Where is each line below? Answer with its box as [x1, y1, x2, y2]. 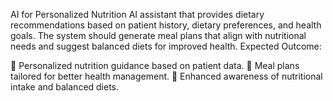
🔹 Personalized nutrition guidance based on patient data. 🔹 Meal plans [10, 60, 300, 71]
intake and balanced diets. [10, 81, 120, 93]
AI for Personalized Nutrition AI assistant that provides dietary [10, 9, 265, 20]
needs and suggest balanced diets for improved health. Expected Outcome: [10, 40, 322, 52]
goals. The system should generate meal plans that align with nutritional [10, 30, 307, 41]
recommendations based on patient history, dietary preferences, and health [10, 19, 322, 31]
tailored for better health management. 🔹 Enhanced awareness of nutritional [10, 70, 323, 82]
